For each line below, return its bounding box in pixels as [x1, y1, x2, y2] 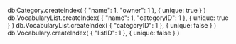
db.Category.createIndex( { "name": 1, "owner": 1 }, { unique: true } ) [7, 6, 206, 14]
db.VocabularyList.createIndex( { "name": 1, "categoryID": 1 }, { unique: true [7, 13, 229, 22]
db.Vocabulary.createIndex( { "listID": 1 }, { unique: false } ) [7, 28, 180, 37]
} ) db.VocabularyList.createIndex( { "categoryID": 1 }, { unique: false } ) [7, 21, 217, 29]
